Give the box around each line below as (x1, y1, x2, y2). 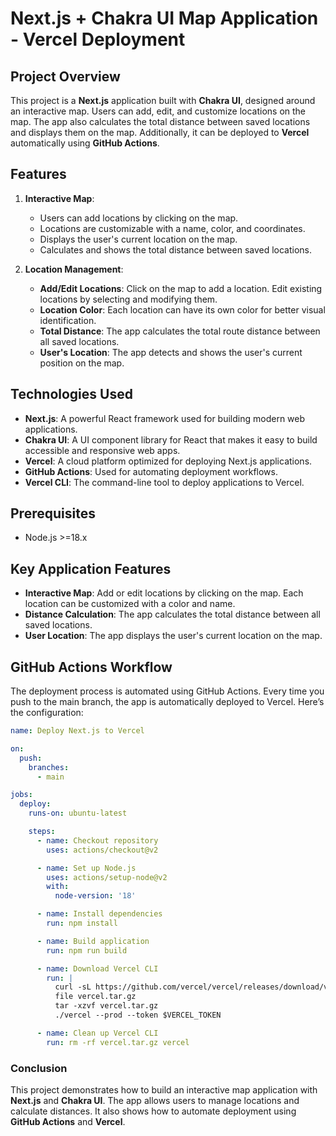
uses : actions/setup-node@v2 (46, 872, 168, 882)
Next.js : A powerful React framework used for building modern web (24, 412, 306, 424)
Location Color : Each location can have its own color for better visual (39, 303, 326, 316)
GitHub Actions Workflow (10, 658, 173, 676)
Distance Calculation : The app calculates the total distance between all (24, 608, 321, 621)
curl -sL (54, 982, 92, 992)
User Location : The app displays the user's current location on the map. (24, 630, 323, 642)
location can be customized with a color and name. (24, 598, 236, 610)
